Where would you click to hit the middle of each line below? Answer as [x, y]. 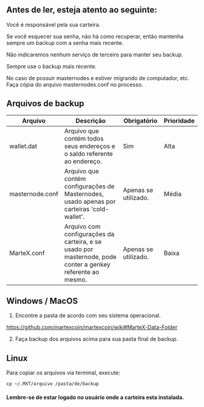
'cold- [100, 209]
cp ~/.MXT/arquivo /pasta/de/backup [53, 384]
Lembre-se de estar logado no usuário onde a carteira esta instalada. [95, 397]
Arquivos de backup [45, 103]
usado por [79, 249]
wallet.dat [23, 146]
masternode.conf [34, 193]
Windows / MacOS [42, 301]
